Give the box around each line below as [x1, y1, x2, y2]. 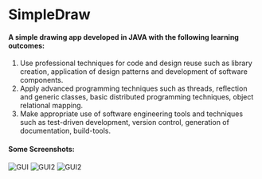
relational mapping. [19, 101, 84, 111]
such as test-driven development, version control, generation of [19, 118, 229, 127]
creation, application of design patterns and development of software [19, 67, 248, 76]
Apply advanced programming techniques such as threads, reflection [19, 84, 248, 93]
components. [19, 76, 64, 85]
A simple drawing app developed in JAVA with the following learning [8, 32, 239, 41]
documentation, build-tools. [19, 126, 111, 136]
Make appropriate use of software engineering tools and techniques [19, 109, 244, 119]
